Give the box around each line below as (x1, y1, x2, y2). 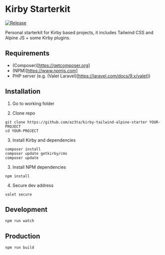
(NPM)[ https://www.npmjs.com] (12, 67, 78, 73)
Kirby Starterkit (5, 3, 70, 15)
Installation (5, 87, 41, 96)
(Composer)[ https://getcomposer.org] (12, 62, 90, 68)
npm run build (5, 245, 35, 250)
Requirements (5, 49, 50, 58)
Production (5, 232, 41, 240)
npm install (5, 174, 30, 179)
